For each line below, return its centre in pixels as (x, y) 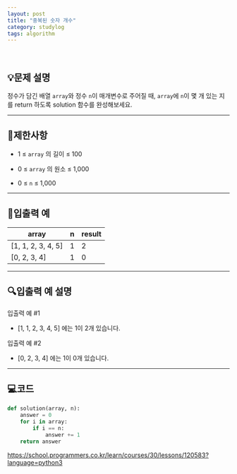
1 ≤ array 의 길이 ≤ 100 (50, 154)
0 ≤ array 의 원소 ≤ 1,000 (53, 169)
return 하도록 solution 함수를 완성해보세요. (73, 105)
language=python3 (35, 462)
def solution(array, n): (44, 409)
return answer (41, 442)
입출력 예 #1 (24, 313)
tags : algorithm (31, 34)
